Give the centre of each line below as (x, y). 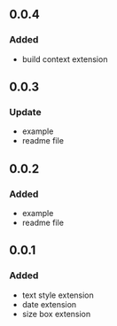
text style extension (58, 295)
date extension (49, 304)
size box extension (56, 314)
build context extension (65, 59)
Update (25, 112)
